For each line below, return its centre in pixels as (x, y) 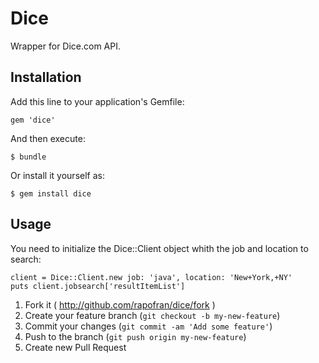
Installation (46, 77)
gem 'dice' (33, 120)
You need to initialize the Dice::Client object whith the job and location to (159, 248)
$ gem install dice (51, 193)
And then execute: (48, 138)
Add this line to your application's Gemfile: (97, 101)
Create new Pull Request (75, 347)
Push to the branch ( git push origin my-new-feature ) (135, 336)
